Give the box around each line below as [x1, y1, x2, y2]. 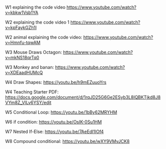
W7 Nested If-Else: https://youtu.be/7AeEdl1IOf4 [5, 128, 104, 134]
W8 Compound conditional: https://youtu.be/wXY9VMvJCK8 [5, 138, 130, 144]
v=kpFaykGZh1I [5, 24, 37, 30]
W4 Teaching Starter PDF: [5, 89, 59, 94]
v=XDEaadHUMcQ [5, 69, 43, 75]
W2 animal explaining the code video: [5, 34, 82, 40]
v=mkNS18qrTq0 [5, 54, 39, 60]
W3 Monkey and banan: [5, 64, 54, 70]
